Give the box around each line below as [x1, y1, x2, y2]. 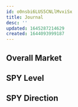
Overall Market [6, 53, 62, 63]
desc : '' [6, 20, 28, 26]
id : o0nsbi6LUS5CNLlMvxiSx [6, 8, 73, 15]
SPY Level [6, 73, 44, 83]
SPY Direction [6, 93, 58, 103]
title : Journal [6, 14, 44, 20]
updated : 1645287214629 [6, 25, 65, 32]
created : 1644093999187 [6, 31, 65, 37]
